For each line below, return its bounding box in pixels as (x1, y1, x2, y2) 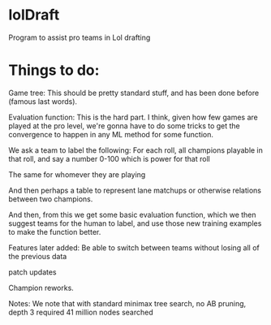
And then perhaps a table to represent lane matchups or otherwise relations (8, 185, 262, 195)
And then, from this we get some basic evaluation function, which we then (8, 210, 257, 219)
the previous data (8, 251, 67, 261)
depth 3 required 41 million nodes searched (8, 307, 153, 317)
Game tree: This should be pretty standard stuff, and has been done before (8, 88, 260, 97)
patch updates (8, 266, 57, 277)
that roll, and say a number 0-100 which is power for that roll (8, 154, 211, 163)
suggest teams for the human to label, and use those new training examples (8, 218, 262, 228)
